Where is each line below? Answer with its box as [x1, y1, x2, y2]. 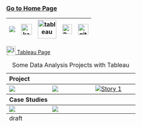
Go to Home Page [6, 4, 58, 13]
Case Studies [9, 95, 48, 104]
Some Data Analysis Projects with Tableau [11, 61, 130, 69]
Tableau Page [17, 49, 51, 56]
